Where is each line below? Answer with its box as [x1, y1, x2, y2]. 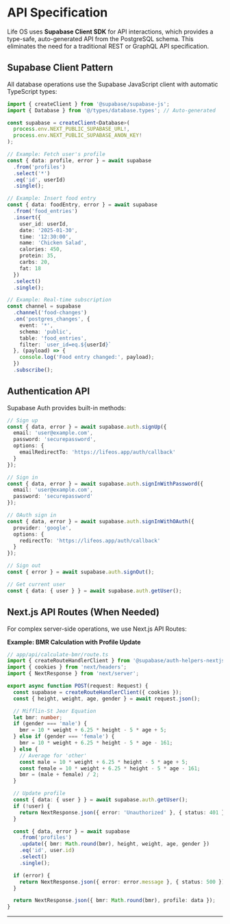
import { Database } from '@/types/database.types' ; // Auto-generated [7, 107, 216, 114]
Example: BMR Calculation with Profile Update [7, 638, 142, 646]
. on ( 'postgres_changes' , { [13, 316, 90, 323]
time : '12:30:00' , [19, 233, 72, 240]
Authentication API [7, 386, 90, 397]
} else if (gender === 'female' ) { [13, 733, 115, 740]
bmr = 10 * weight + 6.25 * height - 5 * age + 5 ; [19, 727, 167, 734]
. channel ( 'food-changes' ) [13, 310, 88, 316]
